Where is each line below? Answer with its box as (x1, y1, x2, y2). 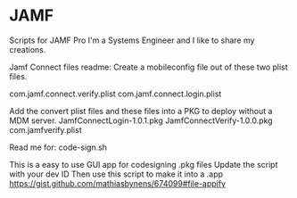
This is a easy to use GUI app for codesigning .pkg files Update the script (9, 159, 278, 169)
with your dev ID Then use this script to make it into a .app (9, 169, 224, 179)
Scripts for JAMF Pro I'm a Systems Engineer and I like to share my (9, 35, 255, 45)
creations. (9, 44, 46, 54)
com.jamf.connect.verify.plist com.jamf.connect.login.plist (9, 88, 222, 99)
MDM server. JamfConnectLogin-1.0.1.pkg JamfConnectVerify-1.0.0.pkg (9, 115, 274, 126)
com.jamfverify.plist (9, 124, 82, 135)
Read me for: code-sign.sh (9, 142, 108, 153)
